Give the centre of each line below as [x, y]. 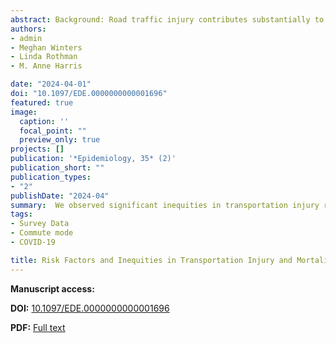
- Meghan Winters [46, 47]
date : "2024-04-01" [51, 84]
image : [24, 112]
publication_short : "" [57, 168]
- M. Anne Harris [46, 66]
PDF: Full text [38, 327]
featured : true [42, 102]
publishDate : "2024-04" [60, 196]
